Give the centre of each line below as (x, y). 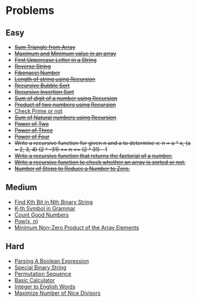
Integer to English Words (45, 286)
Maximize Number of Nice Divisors (57, 293)
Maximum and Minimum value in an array (65, 54)
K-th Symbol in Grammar (45, 208)
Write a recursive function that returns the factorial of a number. (93, 156)
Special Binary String (40, 267)
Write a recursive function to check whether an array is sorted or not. (100, 162)
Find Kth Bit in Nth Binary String (53, 202)
